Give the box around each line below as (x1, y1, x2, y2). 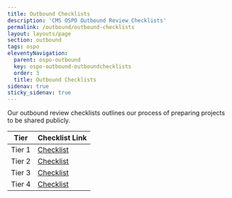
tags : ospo (7, 43, 40, 50)
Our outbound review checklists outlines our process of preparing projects (7, 109, 226, 117)
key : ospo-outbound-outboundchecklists (13, 63, 132, 70)
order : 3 (13, 69, 40, 76)
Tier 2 (11, 156, 31, 166)
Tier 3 (11, 168, 31, 177)
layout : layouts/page (7, 30, 72, 37)
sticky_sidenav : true (7, 89, 72, 96)
